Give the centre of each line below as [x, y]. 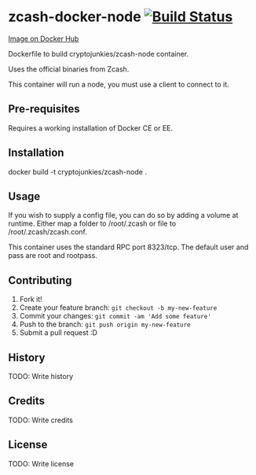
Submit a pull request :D [59, 333]
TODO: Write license [41, 463]
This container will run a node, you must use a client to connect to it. [119, 84]
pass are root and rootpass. [53, 256]
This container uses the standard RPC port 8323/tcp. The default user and [128, 247]
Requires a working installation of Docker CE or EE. [91, 128]
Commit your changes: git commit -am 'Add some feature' [115, 316]
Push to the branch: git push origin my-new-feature [105, 324]
